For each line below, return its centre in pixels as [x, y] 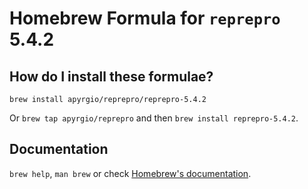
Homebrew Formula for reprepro [145, 18]
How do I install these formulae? [111, 76]
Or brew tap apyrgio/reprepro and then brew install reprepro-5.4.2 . [154, 118]
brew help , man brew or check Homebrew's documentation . [130, 173]
